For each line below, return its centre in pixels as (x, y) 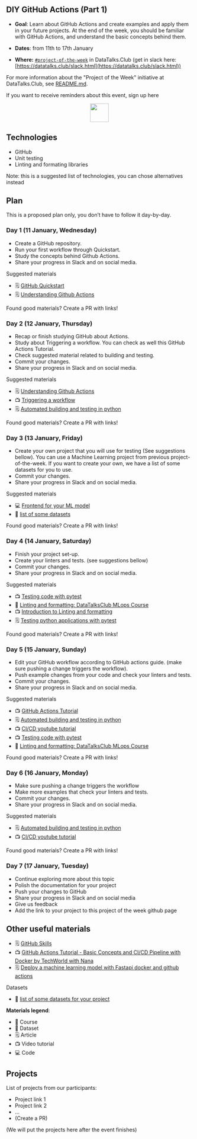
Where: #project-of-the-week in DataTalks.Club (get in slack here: (95, 59)
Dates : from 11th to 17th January (54, 48)
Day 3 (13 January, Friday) (44, 438)
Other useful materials (48, 929)
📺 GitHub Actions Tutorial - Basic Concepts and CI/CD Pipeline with (98, 952)
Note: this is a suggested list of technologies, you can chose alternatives (95, 176)
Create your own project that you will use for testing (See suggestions (100, 451)
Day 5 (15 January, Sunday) (46, 650)
